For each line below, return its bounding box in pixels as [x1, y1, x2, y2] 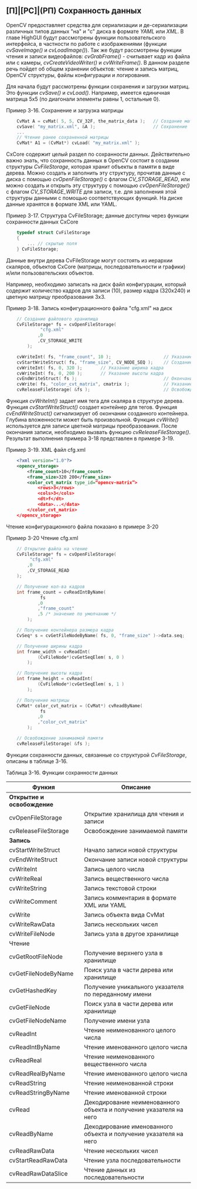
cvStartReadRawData [9, 1156, 68, 1164]
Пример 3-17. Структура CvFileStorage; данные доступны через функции [6, 212, 189, 219]
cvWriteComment [9, 897, 57, 905]
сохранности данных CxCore [6, 218, 79, 225]
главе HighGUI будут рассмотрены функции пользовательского [6, 34, 166, 41]
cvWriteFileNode [9, 930, 55, 938]
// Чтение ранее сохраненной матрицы [16, 135, 109, 141]
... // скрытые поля [27, 241, 77, 247]
